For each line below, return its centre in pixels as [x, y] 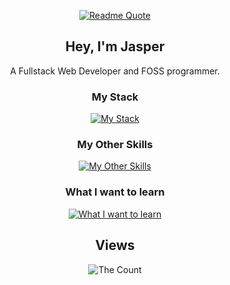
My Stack [115, 97]
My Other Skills [115, 145]
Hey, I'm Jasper [115, 46]
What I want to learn [115, 192]
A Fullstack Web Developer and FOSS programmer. [115, 71]
